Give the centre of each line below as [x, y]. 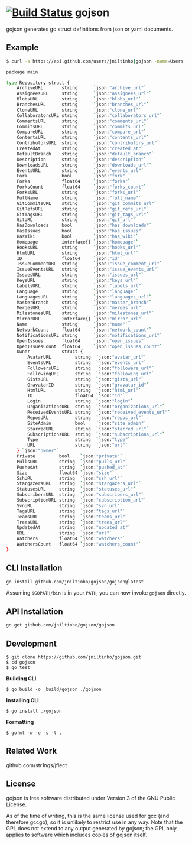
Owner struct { [50, 352]
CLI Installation [34, 568]
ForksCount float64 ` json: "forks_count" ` [82, 187]
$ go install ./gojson [34, 711]
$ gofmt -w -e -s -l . [34, 733]
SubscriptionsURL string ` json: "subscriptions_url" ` [96, 434]
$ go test [18, 667]
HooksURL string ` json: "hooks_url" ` [79, 247]
